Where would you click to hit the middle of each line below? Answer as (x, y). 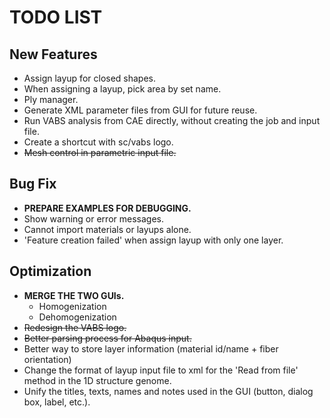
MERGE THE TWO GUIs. (74, 295)
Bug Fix (33, 184)
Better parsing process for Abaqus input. (107, 338)
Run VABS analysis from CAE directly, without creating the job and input (172, 120)
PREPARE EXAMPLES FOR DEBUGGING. (107, 208)
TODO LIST (56, 17)
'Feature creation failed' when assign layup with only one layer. (153, 240)
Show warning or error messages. (93, 218)
